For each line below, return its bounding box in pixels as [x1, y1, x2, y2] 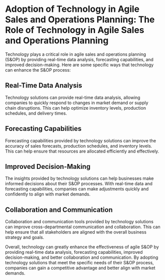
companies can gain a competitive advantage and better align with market [5, 265, 156, 271]
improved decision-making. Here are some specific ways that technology [5, 62, 154, 68]
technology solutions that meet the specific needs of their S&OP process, [5, 260, 154, 266]
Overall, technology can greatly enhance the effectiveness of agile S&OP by [5, 244, 159, 250]
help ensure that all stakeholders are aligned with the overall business [5, 229, 147, 235]
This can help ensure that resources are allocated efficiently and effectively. [5, 148, 159, 154]
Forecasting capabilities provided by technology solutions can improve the [5, 137, 157, 144]
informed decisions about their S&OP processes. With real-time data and [5, 181, 153, 187]
